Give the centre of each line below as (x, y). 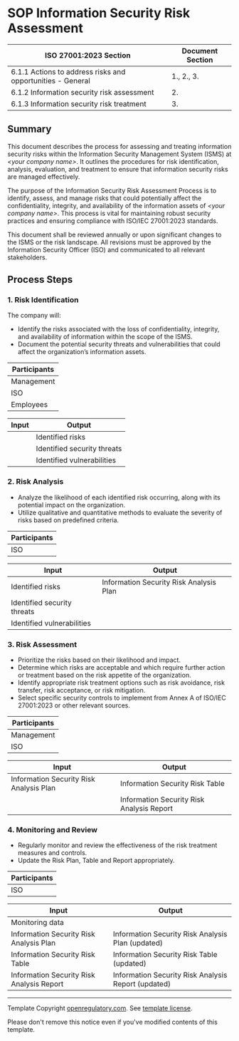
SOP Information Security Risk (99, 13)
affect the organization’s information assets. (82, 352)
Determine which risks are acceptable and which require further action (121, 668)
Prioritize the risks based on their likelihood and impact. (99, 660)
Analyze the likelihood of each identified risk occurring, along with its (119, 497)
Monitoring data (37, 923)
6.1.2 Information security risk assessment (83, 92)
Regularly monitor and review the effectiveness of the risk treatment (117, 845)
